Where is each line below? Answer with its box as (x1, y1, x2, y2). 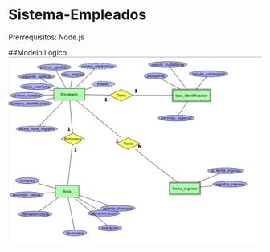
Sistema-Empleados (8, 6, 147, 24)
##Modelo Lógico (8, 47, 67, 57)
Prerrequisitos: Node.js (8, 32, 84, 42)
